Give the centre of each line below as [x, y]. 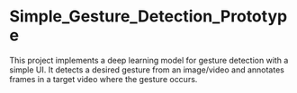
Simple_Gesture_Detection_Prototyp [148, 17]
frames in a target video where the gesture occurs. [103, 79]
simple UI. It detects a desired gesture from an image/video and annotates [147, 70]
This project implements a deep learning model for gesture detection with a [149, 60]
